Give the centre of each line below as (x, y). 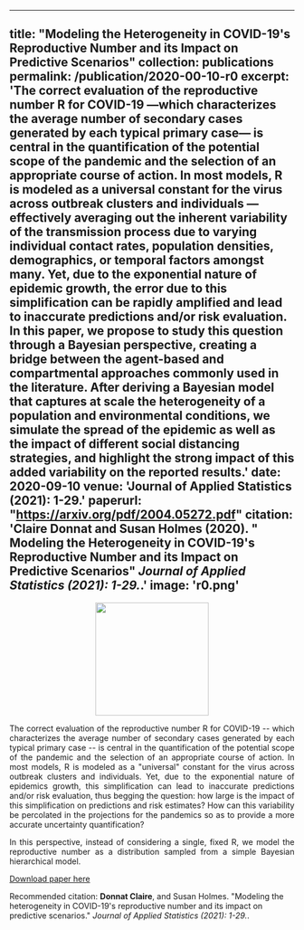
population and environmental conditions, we (140, 416)
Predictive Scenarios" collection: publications (142, 63)
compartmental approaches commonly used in (144, 373)
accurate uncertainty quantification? (77, 824)
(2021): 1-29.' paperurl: (76, 501)
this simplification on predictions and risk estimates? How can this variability (152, 805)
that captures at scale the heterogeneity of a (138, 402)
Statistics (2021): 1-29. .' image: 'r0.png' (124, 586)
